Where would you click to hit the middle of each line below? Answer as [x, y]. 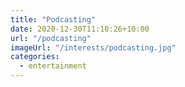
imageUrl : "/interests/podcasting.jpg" [93, 47]
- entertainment [53, 66]
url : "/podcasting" [51, 38]
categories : [35, 57]
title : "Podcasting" [53, 19]
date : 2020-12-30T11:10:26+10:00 [80, 29]
